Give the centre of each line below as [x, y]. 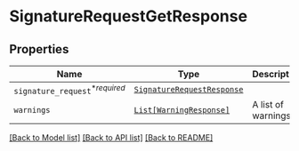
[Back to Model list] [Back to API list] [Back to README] [111, 138]
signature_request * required [70, 90]
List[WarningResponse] [182, 110]
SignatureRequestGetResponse [128, 16]
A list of [268, 105]
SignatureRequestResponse [189, 90]
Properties [39, 49]
